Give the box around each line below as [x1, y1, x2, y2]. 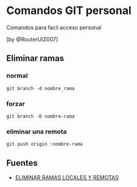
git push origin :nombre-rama [6, 141, 83, 147]
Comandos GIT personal [6, 4, 132, 18]
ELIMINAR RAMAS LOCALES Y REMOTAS [15, 174, 119, 182]
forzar [6, 99, 26, 108]
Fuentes [6, 158, 38, 168]
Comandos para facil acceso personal [6, 24, 102, 31]
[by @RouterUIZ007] [6, 35, 58, 43]
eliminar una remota [6, 127, 67, 136]
